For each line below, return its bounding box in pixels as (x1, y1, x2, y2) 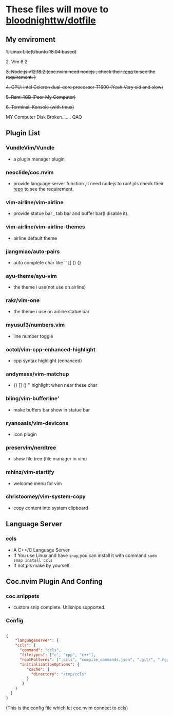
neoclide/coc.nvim (6, 169, 54, 176)
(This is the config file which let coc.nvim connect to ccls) (6, 705, 128, 711)
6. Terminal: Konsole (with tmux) (6, 104, 74, 110)
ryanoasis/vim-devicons (6, 419, 69, 426)
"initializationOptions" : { (19, 662, 80, 667)
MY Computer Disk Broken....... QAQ (6, 114, 82, 120)
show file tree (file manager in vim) (13, 456, 87, 462)
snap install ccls (13, 558, 53, 563)
